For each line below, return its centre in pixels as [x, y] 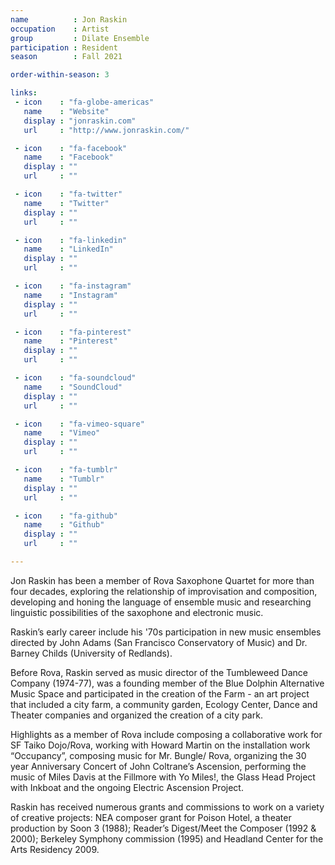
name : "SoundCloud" [73, 387]
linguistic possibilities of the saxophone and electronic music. [137, 612]
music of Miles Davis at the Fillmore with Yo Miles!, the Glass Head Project [163, 777]
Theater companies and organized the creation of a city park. [136, 715]
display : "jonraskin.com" [80, 121]
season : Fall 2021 [66, 57]
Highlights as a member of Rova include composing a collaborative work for [166, 734]
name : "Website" [66, 111]
